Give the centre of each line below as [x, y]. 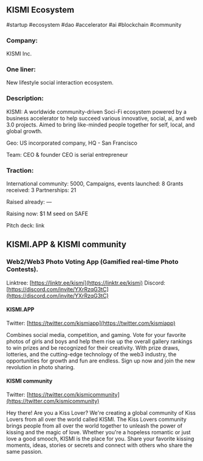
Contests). [22, 269]
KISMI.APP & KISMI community [66, 245]
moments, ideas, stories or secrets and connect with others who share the [99, 445]
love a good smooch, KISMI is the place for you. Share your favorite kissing [100, 439]
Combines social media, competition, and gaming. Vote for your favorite [96, 334]
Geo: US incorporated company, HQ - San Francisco [72, 143]
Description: [25, 99]
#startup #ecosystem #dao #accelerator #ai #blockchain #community [94, 24]
